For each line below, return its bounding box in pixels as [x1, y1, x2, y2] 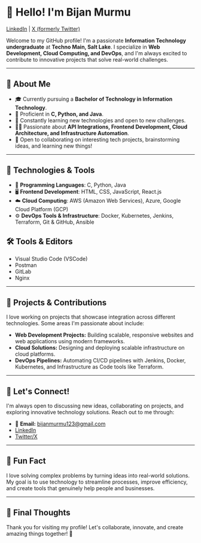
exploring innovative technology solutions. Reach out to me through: [6, 409, 175, 416]
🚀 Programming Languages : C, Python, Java [14, 181, 127, 188]
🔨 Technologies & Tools [6, 165, 95, 176]
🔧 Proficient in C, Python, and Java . [14, 110, 103, 118]
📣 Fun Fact [6, 456, 46, 466]
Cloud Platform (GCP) [14, 205, 69, 212]
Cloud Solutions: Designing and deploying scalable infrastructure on [14, 344, 185, 352]
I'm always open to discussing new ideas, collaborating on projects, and [6, 402, 184, 409]
